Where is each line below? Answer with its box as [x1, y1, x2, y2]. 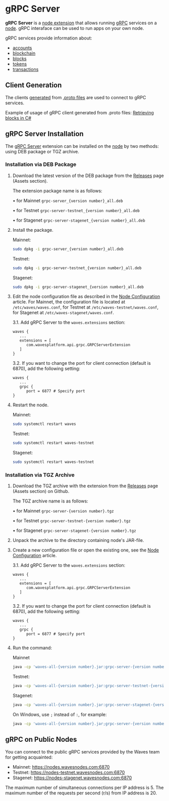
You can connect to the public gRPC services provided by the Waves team [5, 748, 160, 754]
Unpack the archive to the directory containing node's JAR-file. [12, 537, 144, 543]
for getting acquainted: [5, 754, 53, 760]
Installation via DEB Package [5, 161, 77, 168]
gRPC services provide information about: [5, 35, 92, 41]
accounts [12, 45, 32, 51]
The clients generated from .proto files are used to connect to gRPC [5, 94, 146, 100]
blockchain [12, 50, 36, 56]
